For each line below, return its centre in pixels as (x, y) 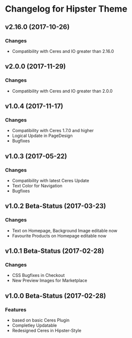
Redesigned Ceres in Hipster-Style (47, 330)
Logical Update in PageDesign (42, 136)
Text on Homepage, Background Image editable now (65, 230)
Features (16, 309)
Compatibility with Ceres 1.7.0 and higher (53, 131)
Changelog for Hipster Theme (66, 9)
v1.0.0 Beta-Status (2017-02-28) (56, 296)
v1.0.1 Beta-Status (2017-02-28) (55, 251)
